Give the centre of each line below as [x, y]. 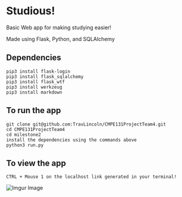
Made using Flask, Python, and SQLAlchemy [60, 39]
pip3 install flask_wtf [36, 82]
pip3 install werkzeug [34, 87]
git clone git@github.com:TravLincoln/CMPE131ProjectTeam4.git [86, 124]
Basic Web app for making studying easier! [59, 27]
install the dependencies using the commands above [71, 140]
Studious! [31, 11]
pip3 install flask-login [38, 71]
